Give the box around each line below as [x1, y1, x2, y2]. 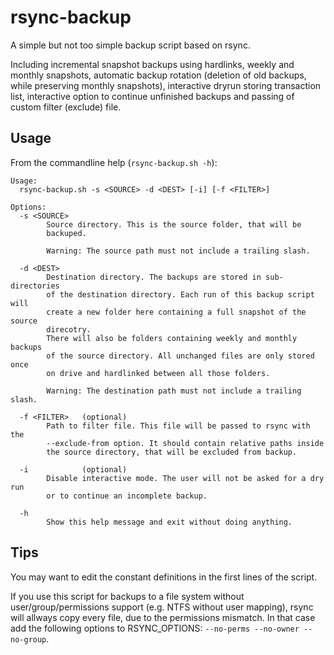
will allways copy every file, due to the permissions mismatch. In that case [10, 611, 316, 623]
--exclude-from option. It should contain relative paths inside [46, 438, 325, 448]
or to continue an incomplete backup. [46, 491, 208, 501]
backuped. [46, 228, 87, 238]
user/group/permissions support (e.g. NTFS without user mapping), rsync [10, 601, 314, 613]
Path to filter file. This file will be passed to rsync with [46, 421, 311, 431]
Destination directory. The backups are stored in [46, 272, 262, 282]
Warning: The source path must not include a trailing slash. [46, 246, 311, 256]
